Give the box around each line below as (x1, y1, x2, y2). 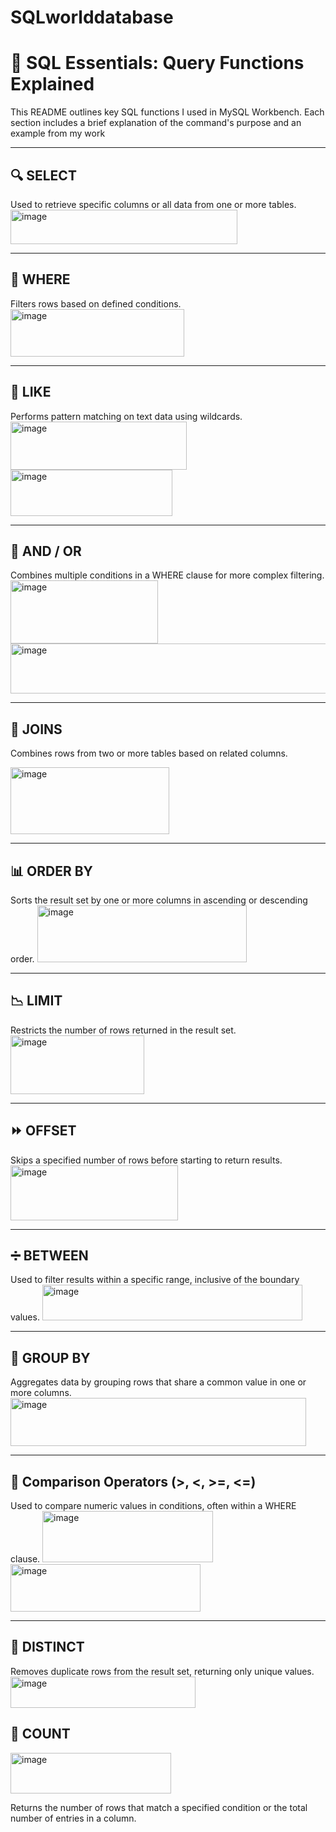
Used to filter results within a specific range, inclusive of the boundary (10, 1274, 300, 1286)
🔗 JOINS (10, 721, 63, 738)
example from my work (10, 127, 106, 140)
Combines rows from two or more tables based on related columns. (10, 747, 288, 760)
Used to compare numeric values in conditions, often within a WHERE (10, 1500, 297, 1512)
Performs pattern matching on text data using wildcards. (10, 410, 243, 422)
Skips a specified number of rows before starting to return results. (10, 1154, 283, 1166)
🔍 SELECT (10, 167, 77, 184)
